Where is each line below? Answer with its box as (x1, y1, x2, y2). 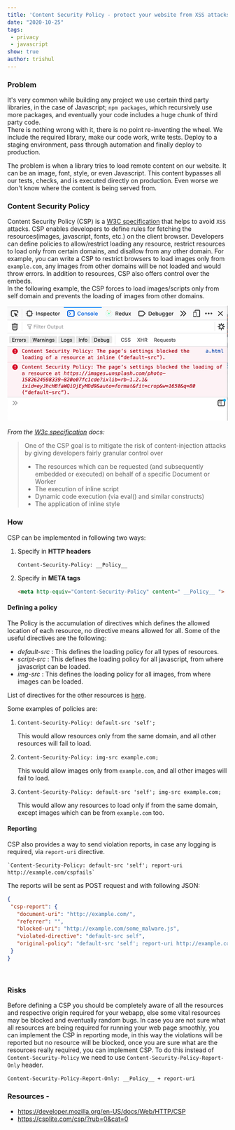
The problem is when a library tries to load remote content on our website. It (7, 161, 227, 170)
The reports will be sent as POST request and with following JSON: (7, 881, 201, 889)
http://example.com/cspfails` (7, 869, 96, 876)
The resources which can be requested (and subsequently (34, 463, 204, 471)
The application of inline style (34, 500, 120, 508)
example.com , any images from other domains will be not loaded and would (7, 262, 222, 270)
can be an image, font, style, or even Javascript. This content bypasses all (7, 169, 222, 178)
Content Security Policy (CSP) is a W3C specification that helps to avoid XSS (7, 218, 226, 226)
